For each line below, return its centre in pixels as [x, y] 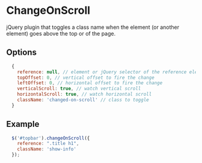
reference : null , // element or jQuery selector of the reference [102, 72]
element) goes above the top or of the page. [61, 33]
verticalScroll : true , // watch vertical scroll [79, 89]
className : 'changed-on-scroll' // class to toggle [83, 100]
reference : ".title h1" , [48, 144]
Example [23, 124]
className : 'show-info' [47, 149]
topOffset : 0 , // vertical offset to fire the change [86, 78]
